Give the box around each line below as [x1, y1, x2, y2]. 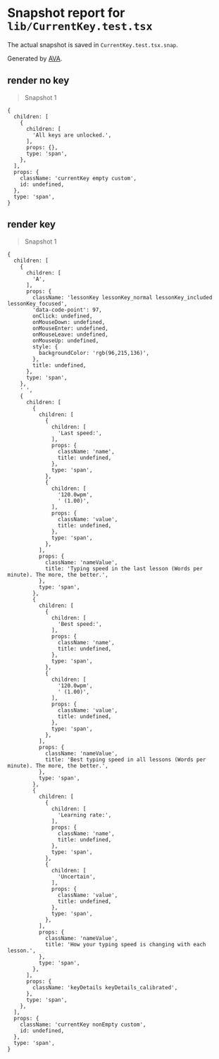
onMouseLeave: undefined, [32, 331, 109, 338]
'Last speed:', [57, 430, 102, 437]
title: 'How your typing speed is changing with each [44, 941, 206, 948]
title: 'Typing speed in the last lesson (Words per [44, 565, 203, 572]
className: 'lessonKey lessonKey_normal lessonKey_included [32, 294, 213, 301]
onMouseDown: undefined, [32, 318, 106, 325]
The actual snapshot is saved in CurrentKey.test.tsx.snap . [7, 40, 178, 49]
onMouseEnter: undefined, [32, 325, 109, 332]
